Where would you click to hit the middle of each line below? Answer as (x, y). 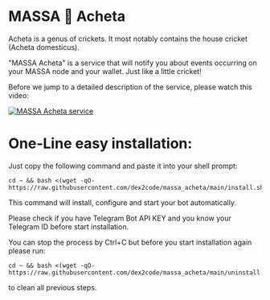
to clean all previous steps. (53, 287)
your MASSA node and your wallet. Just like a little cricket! (105, 71)
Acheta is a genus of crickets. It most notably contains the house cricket (128, 39)
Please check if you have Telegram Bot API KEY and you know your (120, 218)
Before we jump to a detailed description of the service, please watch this (130, 87)
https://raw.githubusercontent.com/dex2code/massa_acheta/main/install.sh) (138, 187)
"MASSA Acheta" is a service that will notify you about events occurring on (133, 63)
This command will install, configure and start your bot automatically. (123, 202)
